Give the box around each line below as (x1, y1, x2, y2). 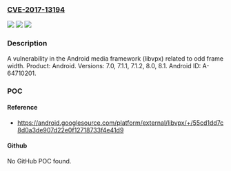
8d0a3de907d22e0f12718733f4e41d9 (17, 125, 124, 134)
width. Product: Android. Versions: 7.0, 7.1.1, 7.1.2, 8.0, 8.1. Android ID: (7, 61, 201, 70)
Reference (7, 103, 38, 112)
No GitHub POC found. (7, 157, 72, 165)
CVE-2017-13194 (7, 5, 66, 14)
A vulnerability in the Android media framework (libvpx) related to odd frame (7, 54, 224, 63)
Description (7, 39, 48, 48)
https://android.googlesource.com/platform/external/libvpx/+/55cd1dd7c (17, 119, 224, 127)
